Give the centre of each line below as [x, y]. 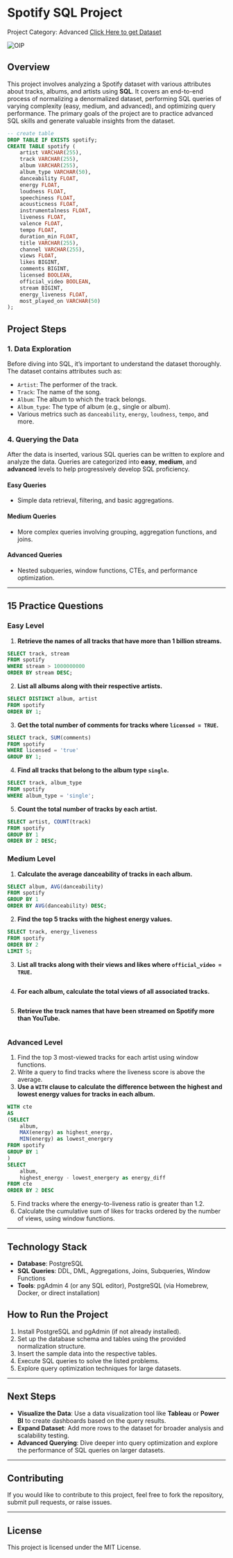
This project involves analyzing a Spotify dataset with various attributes [109, 84]
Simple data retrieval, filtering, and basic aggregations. [95, 500]
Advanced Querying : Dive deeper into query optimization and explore [118, 1442]
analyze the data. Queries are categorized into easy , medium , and [102, 462]
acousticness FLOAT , [49, 204]
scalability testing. [43, 1435]
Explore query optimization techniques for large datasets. [99, 1368]
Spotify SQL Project [65, 13]
